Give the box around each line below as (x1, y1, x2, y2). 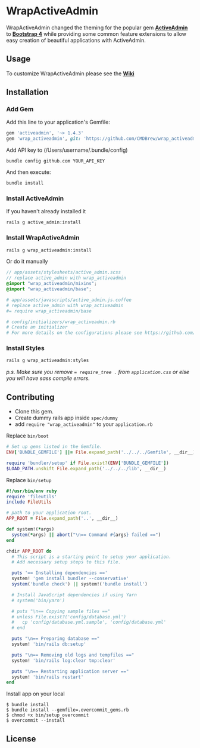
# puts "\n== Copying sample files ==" (11, 608, 111, 614)
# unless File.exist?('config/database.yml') (11, 614, 127, 620)
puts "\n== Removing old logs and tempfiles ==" (11, 652, 135, 658)
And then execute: (6, 168, 51, 176)
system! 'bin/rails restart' (11, 674, 84, 680)
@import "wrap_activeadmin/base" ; (6, 286, 92, 292)
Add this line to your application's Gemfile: (6, 118, 110, 126)
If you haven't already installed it (6, 208, 86, 215)
